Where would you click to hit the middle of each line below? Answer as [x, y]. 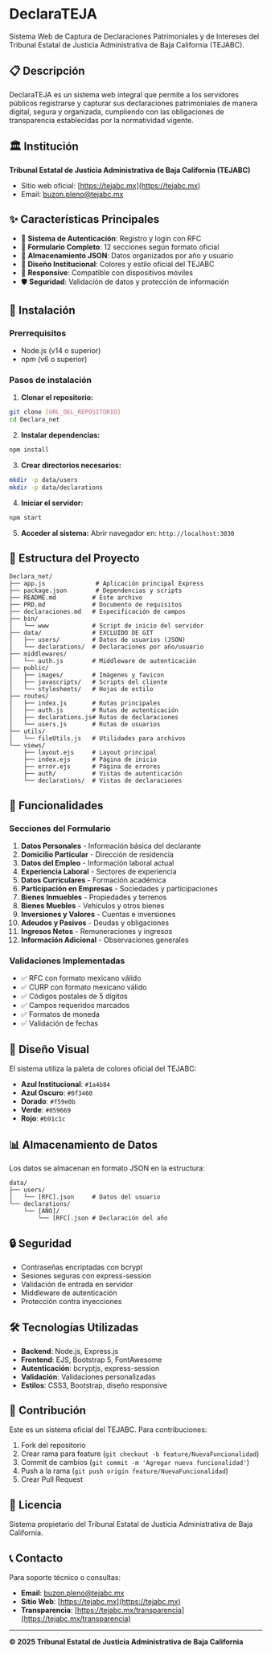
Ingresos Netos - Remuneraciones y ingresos [96, 932]
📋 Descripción [47, 71]
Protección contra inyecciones [71, 1301]
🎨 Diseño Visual [49, 1049]
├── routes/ [29, 697]
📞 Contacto [36, 1558]
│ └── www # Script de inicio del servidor [107, 626]
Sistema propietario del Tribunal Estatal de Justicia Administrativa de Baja [131, 1524]
